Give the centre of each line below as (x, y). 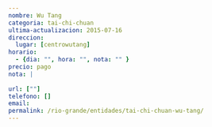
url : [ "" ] (25, 89)
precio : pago (30, 67)
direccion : (26, 37)
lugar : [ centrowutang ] (53, 45)
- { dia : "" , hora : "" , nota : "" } (72, 60)
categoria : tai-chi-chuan (51, 23)
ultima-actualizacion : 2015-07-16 (66, 30)
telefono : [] (30, 96)
